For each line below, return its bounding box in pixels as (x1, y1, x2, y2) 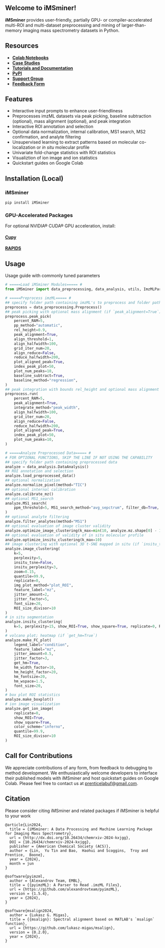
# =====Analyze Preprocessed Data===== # (5, 450, 91, 456)
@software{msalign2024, (5, 908, 54, 913)
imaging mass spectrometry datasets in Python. (23, 27, 120, 33)
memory (5, 27, 22, 33)
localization (12, 144, 36, 150)
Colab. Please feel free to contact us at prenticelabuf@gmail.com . (5, 780, 138, 786)
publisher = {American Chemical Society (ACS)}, (9, 844, 111, 849)
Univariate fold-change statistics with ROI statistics (12, 150, 116, 156)
